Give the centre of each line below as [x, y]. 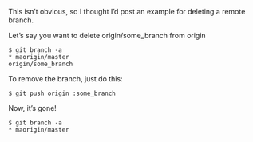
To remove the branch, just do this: [65, 79]
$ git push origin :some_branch [62, 93]
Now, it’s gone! [33, 108]
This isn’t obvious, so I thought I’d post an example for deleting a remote [127, 12]
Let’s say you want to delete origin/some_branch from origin [107, 35]
